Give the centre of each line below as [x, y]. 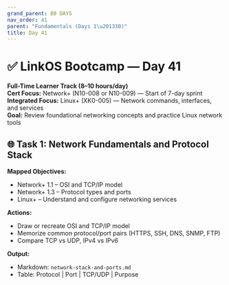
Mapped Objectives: [37, 171]
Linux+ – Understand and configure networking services [97, 199]
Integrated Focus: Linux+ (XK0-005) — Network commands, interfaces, [109, 101]
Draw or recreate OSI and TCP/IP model [74, 226]
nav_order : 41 [28, 20]
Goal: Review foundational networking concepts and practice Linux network [115, 115]
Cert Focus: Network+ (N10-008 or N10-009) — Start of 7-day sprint [105, 93]
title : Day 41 [28, 33]
